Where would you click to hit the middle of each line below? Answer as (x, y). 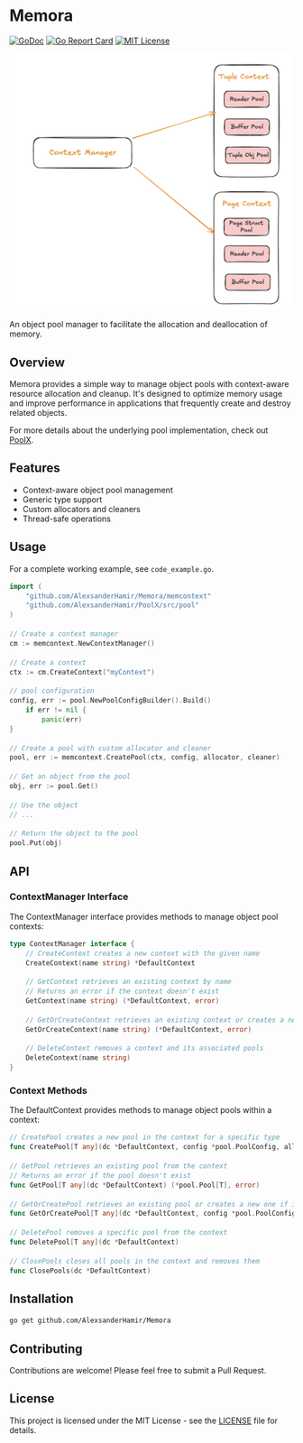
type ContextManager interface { (72, 943)
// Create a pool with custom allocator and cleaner (110, 748)
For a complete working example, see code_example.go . (112, 568)
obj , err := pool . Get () (54, 786)
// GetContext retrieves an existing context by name (129, 982)
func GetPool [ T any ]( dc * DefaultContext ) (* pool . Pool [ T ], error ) (135, 1185)
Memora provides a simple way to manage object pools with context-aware (149, 384)
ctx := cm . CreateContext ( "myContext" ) (82, 672)
